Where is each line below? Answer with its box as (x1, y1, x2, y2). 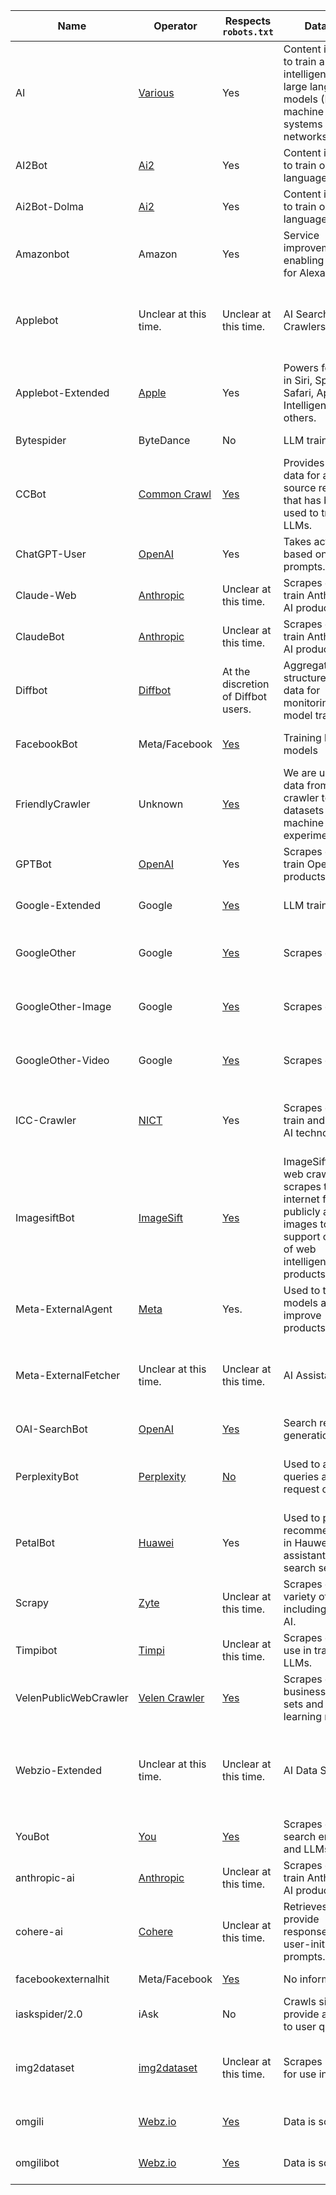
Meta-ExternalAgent (15, 1302, 113, 1316)
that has (283, 494, 322, 507)
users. (221, 702, 252, 716)
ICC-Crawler (15, 1114, 77, 1127)
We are (283, 766, 317, 779)
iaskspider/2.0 (15, 2007, 83, 2021)
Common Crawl (138, 487, 212, 501)
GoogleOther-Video (15, 1054, 110, 1067)
